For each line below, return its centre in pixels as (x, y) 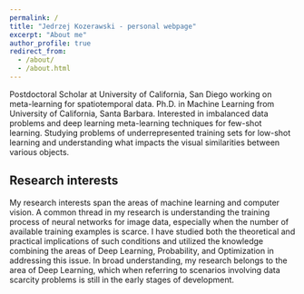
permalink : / (34, 18)
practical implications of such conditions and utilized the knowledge (137, 240)
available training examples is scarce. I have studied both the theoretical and (152, 231)
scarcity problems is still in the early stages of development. (122, 279)
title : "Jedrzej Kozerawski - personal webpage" (103, 26)
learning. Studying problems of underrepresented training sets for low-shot (150, 132)
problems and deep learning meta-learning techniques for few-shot (136, 122)
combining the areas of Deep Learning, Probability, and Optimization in (142, 250)
